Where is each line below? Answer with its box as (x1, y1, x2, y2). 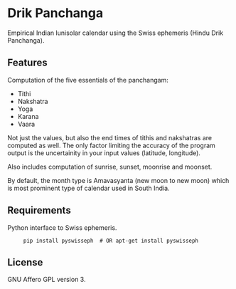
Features (7, 57, 48, 69)
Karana (17, 112, 39, 120)
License (7, 256, 43, 268)
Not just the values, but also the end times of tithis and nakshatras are (7, 133, 212, 142)
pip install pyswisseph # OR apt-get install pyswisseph (23, 237, 199, 244)
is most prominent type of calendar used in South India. (7, 184, 170, 192)
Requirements (7, 204, 71, 216)
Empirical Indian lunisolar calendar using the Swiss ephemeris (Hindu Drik (7, 28, 224, 37)
